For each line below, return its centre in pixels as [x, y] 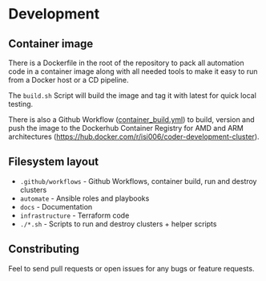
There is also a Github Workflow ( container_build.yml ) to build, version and [131, 120]
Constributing [44, 249]
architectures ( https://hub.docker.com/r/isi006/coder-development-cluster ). [134, 136]
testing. [21, 104]
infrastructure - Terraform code [75, 215]
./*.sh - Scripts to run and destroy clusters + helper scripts [118, 224]
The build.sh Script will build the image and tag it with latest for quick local [132, 96]
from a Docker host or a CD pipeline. [69, 80]
